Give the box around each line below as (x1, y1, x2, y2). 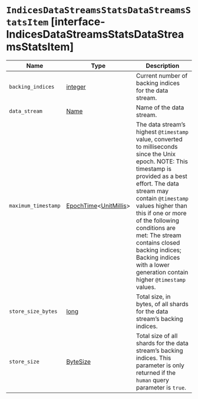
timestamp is (136, 164, 172, 173)
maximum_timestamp (9, 202, 61, 209)
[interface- (51, 15, 105, 28)
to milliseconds (136, 142, 178, 151)
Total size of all (136, 332, 178, 340)
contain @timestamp (136, 194, 189, 202)
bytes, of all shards (136, 300, 189, 308)
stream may (136, 187, 169, 195)
